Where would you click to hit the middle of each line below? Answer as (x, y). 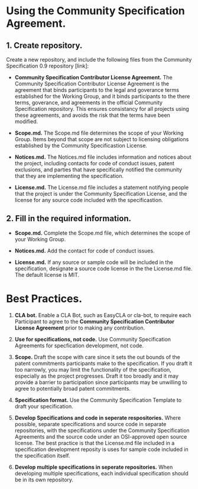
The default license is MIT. (47, 274)
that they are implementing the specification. (69, 176)
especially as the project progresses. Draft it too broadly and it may (97, 376)
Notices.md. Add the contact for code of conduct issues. (85, 251)
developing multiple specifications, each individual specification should (102, 473)
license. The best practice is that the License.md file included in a (95, 443)
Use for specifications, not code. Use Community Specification (93, 339)
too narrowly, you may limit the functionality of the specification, (93, 369)
